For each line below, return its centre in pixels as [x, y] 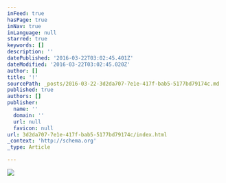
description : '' [30, 52]
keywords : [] [26, 45]
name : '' [26, 109]
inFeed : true [26, 13]
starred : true [27, 39]
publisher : [23, 103]
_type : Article [29, 147]
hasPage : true [27, 20]
